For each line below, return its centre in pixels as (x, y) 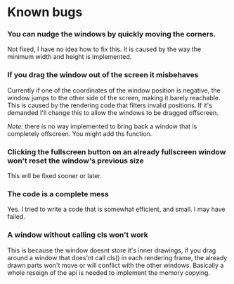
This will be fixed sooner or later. (54, 176)
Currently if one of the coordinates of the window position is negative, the (114, 90)
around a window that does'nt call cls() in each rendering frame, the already (117, 257)
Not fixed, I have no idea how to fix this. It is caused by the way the (104, 49)
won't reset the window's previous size (76, 161)
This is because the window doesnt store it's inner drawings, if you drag (112, 250)
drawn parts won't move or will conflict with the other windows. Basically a (116, 265)
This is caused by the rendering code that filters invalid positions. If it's (110, 105)
